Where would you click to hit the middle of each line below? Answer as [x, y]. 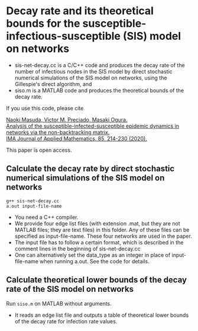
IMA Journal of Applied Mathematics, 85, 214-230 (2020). [77, 138]
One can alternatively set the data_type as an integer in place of [92, 255]
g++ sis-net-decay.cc [33, 201]
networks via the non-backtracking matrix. [58, 132]
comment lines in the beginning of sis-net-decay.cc [77, 249]
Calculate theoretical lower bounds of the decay [97, 280]
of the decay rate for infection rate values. [66, 321]
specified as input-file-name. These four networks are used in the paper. [103, 236]
